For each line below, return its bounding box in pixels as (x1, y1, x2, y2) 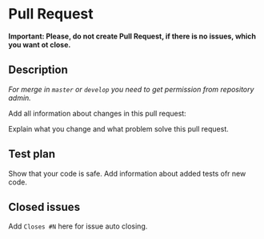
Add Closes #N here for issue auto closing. (8, 221, 148, 231)
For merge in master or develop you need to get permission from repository (8, 84, 254, 94)
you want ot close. (8, 39, 71, 49)
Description (8, 63, 68, 77)
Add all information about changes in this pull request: (8, 108, 186, 118)
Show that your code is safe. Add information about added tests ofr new (8, 168, 246, 178)
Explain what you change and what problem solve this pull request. (8, 124, 230, 133)
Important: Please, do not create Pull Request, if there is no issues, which (8, 31, 257, 41)
